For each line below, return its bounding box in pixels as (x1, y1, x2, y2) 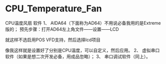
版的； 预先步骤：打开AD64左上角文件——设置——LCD (5, 26, 119, 32)
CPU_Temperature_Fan (5, 3, 102, 14)
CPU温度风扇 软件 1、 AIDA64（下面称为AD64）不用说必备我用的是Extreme (5, 20, 161, 26)
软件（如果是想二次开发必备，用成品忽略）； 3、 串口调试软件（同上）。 (5, 53, 151, 60)
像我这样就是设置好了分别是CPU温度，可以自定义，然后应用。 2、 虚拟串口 (5, 47, 160, 53)
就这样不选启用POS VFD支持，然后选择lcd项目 (5, 37, 101, 43)
